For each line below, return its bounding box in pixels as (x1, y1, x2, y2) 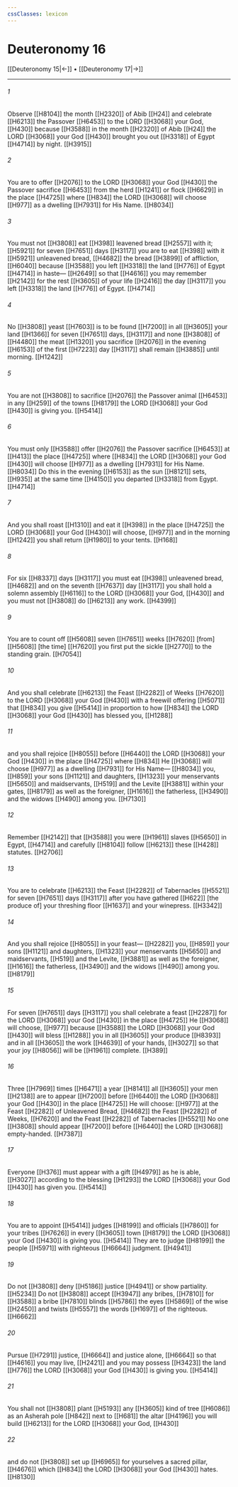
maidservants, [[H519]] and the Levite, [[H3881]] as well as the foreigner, (7, 955, 220, 963)
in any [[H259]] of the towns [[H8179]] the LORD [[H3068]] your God (7, 399, 208, 407)
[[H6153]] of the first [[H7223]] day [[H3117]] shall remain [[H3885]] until (7, 345, 220, 354)
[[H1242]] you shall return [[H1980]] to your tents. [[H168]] (7, 535, 178, 544)
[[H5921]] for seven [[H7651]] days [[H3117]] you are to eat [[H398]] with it (7, 247, 225, 255)
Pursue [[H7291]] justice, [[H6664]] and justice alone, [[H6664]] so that (7, 1351, 217, 1359)
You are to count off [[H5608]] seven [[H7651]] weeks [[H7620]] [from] (7, 635, 215, 643)
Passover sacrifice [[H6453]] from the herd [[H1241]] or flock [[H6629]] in (7, 186, 224, 194)
